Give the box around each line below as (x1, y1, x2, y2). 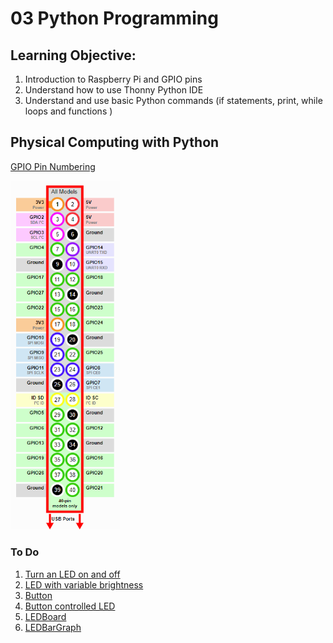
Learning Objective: (10, 47, 137, 64)
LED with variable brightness (24, 578, 144, 591)
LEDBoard (24, 610, 67, 622)
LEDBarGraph (24, 621, 82, 633)
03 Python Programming (10, 7, 219, 30)
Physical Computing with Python (10, 134, 220, 151)
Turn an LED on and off (24, 568, 121, 580)
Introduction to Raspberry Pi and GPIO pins (24, 73, 203, 85)
